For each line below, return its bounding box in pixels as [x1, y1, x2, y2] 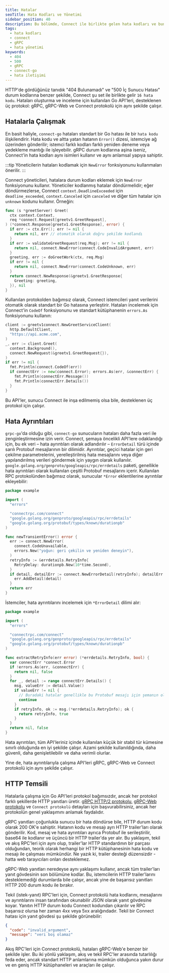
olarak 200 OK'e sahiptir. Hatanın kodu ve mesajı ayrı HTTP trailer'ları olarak [5, 824, 163, 830]
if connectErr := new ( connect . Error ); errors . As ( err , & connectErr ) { [10, 369, 159, 375]
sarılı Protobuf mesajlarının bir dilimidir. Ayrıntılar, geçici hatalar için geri [5, 446, 153, 453]
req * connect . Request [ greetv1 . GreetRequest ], [10, 217, 107, 222]
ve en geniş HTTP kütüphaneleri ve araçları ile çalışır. [5, 962, 115, 968]
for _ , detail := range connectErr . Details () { [10, 679, 112, 684]
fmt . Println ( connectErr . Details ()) [14, 379, 89, 384]
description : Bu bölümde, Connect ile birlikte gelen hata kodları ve [5, 21, 156, 27]
